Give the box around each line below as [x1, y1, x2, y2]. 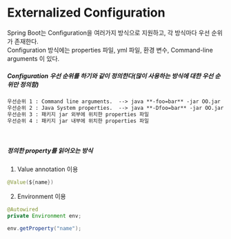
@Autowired [7, 206, 39, 213]
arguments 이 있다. [7, 54, 60, 63]
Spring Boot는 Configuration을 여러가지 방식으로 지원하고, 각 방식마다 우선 [7, 28, 210, 37]
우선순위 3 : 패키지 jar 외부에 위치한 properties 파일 [7, 111, 150, 118]
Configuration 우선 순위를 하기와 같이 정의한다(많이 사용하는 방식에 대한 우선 [7, 71, 214, 80]
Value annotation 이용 [17, 165, 79, 173]
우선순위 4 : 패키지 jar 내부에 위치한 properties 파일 [7, 117, 150, 124]
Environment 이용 [17, 192, 67, 201]
